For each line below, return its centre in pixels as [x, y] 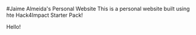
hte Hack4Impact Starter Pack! [45, 15]
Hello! [14, 27]
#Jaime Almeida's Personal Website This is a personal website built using [98, 9]
